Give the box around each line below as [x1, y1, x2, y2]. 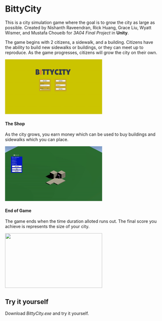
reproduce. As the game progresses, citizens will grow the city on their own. [5, 50, 158, 55]
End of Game [5, 208, 32, 214]
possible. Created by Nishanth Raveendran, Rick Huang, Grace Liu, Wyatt [5, 24, 152, 30]
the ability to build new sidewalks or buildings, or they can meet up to [5, 44, 144, 50]
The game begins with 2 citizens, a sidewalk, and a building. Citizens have [5, 39, 154, 45]
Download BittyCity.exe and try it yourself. [5, 310, 89, 317]
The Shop [5, 121, 25, 126]
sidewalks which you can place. [5, 137, 69, 143]
